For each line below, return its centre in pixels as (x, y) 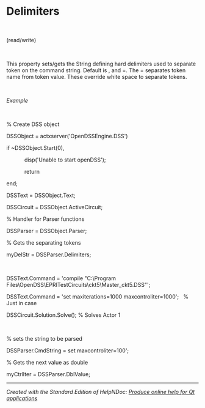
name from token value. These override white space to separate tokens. (97, 76)
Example (17, 100)
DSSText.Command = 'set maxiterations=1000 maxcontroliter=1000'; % (98, 296)
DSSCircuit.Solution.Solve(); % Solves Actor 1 (63, 315)
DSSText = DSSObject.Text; (41, 195)
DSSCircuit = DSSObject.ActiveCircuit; (55, 207)
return (32, 171)
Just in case (22, 303)
